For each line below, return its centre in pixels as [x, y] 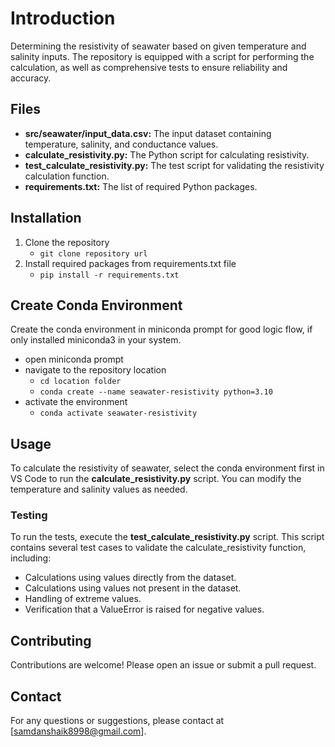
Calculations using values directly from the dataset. [130, 578]
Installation [46, 218]
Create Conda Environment [96, 305]
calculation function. [67, 176]
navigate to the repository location [95, 370]
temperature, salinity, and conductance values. [121, 144]
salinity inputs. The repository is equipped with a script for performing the [162, 56]
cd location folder [80, 382]
